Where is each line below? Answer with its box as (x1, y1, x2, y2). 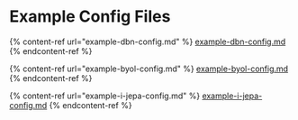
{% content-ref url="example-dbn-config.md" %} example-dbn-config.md (9, 36, 286, 47)
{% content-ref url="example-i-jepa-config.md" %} (9, 90, 201, 101)
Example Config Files (9, 6, 171, 27)
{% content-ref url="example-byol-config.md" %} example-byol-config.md (9, 63, 289, 74)
